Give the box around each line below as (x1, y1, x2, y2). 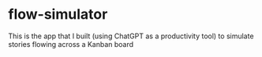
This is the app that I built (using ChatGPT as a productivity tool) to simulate (8, 31, 254, 41)
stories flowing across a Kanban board (8, 39, 134, 48)
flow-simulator (8, 5, 108, 23)
